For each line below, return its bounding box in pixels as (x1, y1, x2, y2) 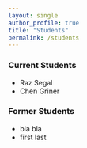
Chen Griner (19, 86, 60, 96)
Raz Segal (19, 78, 53, 87)
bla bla (19, 123, 42, 133)
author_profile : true (8, 19, 80, 27)
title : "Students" (8, 26, 69, 34)
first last (19, 132, 47, 142)
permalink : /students (8, 33, 80, 42)
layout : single (8, 11, 59, 20)
